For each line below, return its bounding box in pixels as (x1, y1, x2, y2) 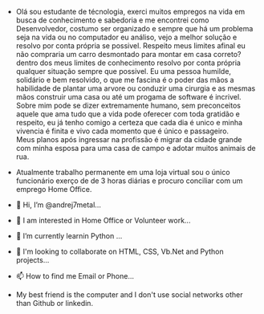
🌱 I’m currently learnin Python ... (15, 231, 123, 240)
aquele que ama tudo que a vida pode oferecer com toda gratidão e (15, 109, 241, 119)
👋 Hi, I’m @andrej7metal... (15, 200, 102, 210)
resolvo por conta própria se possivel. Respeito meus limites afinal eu (15, 41, 246, 51)
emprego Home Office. (15, 185, 92, 194)
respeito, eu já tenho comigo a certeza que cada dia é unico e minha (15, 118, 243, 127)
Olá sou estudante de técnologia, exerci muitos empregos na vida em (15, 7, 246, 16)
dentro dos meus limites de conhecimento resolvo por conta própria (15, 58, 241, 67)
